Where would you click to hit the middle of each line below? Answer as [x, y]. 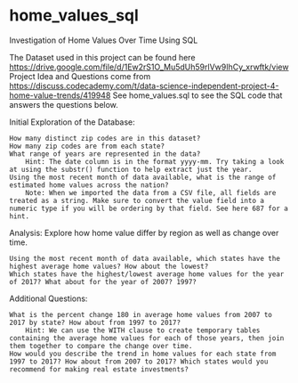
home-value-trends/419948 [60, 95]
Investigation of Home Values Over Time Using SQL [104, 40]
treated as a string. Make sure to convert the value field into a [137, 200]
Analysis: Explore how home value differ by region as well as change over [144, 232]
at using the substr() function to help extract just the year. [131, 169]
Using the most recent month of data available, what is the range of [143, 177]
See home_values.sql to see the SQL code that [197, 95]
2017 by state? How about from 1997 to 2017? [95, 322]
